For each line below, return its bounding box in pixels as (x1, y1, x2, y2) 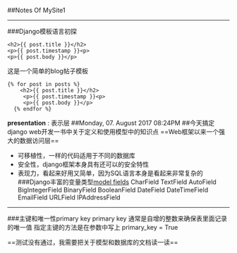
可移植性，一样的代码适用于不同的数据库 (17, 152, 135, 159)
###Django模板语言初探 (7, 27, 78, 35)
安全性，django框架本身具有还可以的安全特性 (17, 160, 150, 168)
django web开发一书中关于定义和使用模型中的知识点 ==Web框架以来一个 (7, 128, 219, 136)
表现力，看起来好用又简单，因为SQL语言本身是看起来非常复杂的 (17, 169, 203, 177)
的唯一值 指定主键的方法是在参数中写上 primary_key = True (7, 223, 178, 231)
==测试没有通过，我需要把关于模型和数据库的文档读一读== (7, 238, 178, 246)
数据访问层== (19, 137, 59, 144)
